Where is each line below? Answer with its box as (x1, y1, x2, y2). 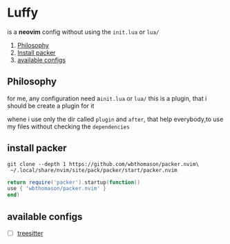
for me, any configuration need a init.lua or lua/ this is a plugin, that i (7, 94, 207, 102)
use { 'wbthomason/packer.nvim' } (7, 185, 107, 192)
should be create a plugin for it (7, 102, 95, 110)
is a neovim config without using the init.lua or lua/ (7, 28, 160, 36)
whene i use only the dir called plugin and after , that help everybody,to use (7, 115, 224, 123)
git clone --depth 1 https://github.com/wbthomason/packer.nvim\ (7, 160, 199, 167)
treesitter (17, 229, 44, 237)
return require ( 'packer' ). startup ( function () (7, 178, 140, 186)
